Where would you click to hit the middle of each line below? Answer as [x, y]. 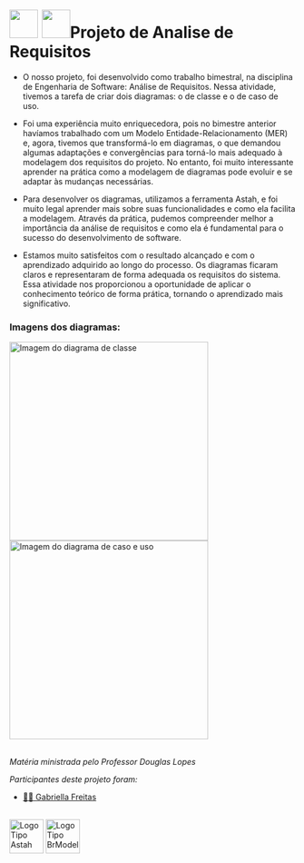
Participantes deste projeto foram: [74, 779]
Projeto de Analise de [152, 33]
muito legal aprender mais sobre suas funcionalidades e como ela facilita [159, 208]
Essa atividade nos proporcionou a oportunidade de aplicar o [137, 284]
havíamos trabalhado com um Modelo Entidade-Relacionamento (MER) [155, 133]
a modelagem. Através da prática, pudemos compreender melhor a [148, 218]
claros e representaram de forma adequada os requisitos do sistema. [152, 274]
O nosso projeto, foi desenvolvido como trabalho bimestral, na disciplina [157, 76]
